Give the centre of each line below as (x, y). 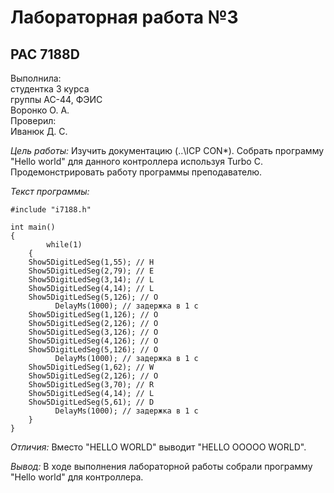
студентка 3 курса (50, 89)
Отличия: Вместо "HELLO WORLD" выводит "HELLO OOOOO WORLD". (158, 447)
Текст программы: (50, 191)
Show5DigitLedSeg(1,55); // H (91, 262)
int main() (33, 227)
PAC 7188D (45, 54)
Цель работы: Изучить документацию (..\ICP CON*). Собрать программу (167, 150)
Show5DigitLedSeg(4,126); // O (93, 341)
